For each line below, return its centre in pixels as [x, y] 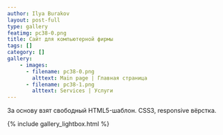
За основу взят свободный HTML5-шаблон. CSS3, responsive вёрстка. [112, 111]
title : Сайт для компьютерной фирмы [60, 39]
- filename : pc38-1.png [60, 84]
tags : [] [20, 46]
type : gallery [28, 26]
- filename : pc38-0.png [60, 71]
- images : [34, 65]
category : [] [26, 53]
